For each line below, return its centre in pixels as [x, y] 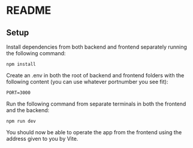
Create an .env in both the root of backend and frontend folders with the [95, 75]
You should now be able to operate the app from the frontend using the [94, 132]
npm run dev [21, 121]
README [29, 10]
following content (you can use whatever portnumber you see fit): [87, 82]
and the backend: [28, 110]
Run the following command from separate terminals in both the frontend [96, 104]
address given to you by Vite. [42, 139]
